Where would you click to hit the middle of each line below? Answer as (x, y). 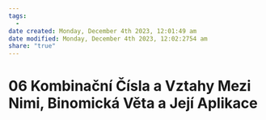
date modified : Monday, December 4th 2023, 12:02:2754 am (108, 39)
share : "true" (32, 46)
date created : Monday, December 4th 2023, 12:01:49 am (103, 31)
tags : (17, 16)
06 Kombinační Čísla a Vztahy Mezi (130, 86)
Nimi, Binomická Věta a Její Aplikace (133, 103)
